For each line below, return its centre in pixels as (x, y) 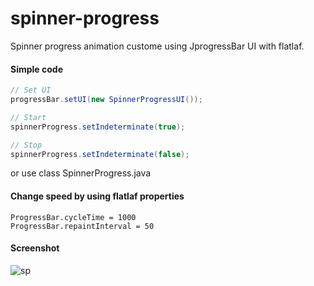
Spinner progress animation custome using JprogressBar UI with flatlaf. (157, 46)
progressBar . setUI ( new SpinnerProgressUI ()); (106, 100)
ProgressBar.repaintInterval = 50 (82, 226)
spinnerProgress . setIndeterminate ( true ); (98, 127)
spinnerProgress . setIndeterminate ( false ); (100, 154)
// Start (28, 117)
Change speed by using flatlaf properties (97, 196)
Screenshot (35, 248)
